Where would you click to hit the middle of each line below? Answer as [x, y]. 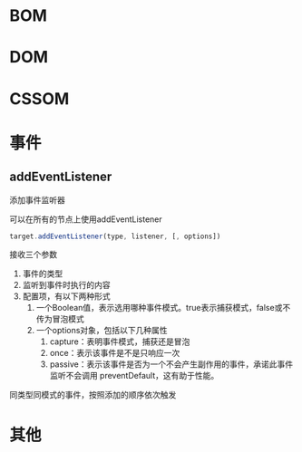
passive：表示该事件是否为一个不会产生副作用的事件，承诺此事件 [171, 364]
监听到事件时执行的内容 [66, 285]
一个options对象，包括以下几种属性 [102, 331]
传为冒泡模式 [60, 319]
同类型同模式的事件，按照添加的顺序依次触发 [93, 395]
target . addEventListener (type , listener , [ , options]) [115, 236]
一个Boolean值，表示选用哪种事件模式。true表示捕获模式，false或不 [163, 308]
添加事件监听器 [37, 199]
